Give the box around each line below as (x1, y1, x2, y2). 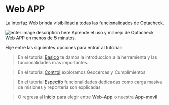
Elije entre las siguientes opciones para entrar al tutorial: (5, 44, 122, 50)
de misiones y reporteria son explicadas (17, 84, 101, 90)
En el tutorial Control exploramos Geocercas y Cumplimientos (17, 69, 146, 75)
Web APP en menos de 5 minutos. (5, 35, 76, 41)
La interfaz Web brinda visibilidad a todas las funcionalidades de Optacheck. (5, 20, 164, 26)
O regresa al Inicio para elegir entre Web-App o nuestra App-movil (17, 94, 158, 100)
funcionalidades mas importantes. (17, 59, 89, 65)
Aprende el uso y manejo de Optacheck (71, 29, 154, 35)
